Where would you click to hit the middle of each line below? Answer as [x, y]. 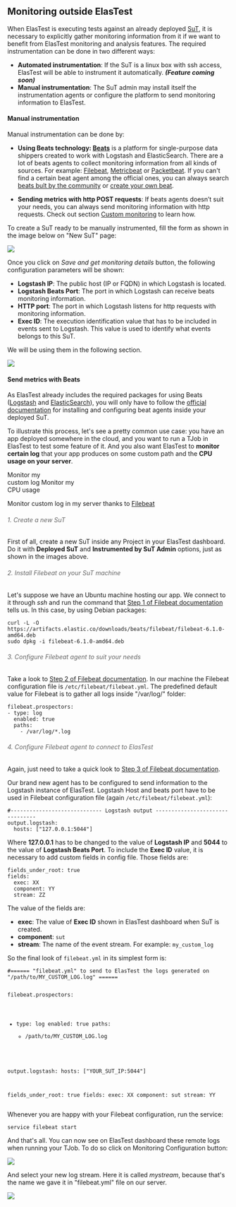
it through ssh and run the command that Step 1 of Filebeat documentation [115, 602]
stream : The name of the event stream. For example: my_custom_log [115, 944]
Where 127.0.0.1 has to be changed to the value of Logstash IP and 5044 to [117, 842]
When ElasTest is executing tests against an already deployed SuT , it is [110, 28]
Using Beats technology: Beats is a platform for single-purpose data [118, 148]
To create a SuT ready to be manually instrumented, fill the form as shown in [118, 228]
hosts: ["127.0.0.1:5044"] [53, 830]
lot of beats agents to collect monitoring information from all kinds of [117, 163]
